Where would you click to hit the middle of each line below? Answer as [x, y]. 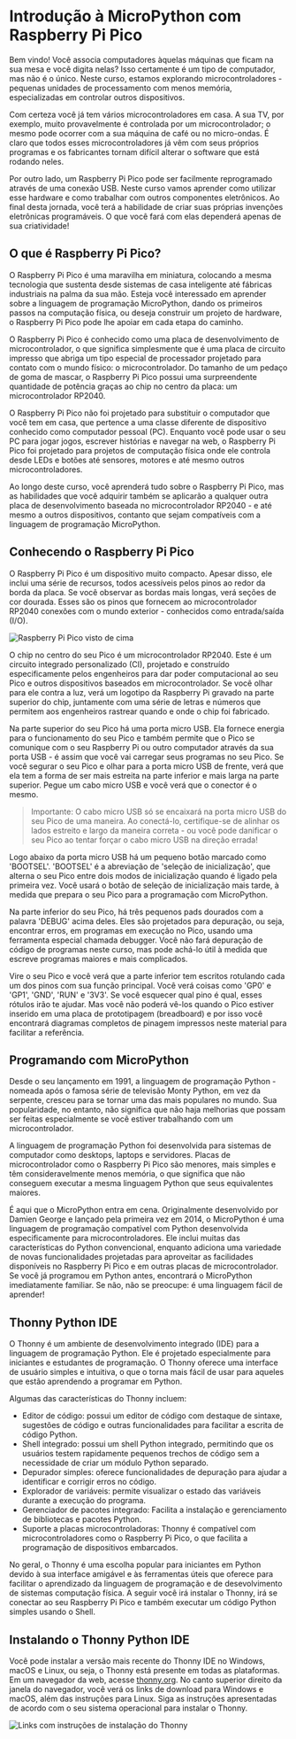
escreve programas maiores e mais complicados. [99, 959]
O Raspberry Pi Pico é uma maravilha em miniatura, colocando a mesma [140, 275]
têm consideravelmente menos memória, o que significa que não [127, 1174]
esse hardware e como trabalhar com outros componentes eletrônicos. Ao [144, 198]
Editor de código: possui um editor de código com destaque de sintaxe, [152, 1416]
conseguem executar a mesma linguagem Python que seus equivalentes [141, 1184]
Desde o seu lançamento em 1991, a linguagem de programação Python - [143, 1082]
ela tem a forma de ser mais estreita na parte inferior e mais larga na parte [144, 775]
